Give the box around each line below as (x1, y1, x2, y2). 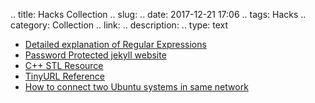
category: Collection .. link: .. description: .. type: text (10, 19, 229, 31)
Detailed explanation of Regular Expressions (24, 39, 207, 50)
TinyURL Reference (24, 70, 105, 82)
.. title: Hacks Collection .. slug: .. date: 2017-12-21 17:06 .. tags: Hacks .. (10, 9, 307, 20)
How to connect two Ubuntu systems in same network (24, 81, 249, 93)
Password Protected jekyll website (24, 49, 167, 61)
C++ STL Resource (24, 60, 104, 71)
